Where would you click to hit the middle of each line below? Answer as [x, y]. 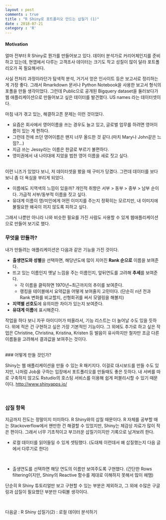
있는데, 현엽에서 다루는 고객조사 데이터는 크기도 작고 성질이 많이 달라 [80, 62]
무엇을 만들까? [21, 238]
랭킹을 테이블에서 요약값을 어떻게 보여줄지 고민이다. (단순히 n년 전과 [85, 291]
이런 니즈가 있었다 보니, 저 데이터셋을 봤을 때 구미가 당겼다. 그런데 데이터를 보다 [82, 171]
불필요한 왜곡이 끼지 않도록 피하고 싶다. [50, 207]
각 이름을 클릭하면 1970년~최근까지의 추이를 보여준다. [72, 285]
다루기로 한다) [35, 448]
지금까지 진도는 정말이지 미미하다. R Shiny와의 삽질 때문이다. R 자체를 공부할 [79, 419]
